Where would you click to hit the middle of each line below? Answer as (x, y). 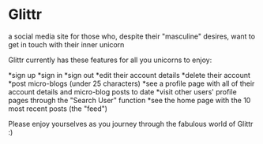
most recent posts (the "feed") (58, 109)
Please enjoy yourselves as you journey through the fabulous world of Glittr (131, 124)
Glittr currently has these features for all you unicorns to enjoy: (110, 60)
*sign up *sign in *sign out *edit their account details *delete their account (130, 75)
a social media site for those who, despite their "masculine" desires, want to (131, 36)
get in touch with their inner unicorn (66, 44)
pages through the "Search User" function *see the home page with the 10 (130, 100)
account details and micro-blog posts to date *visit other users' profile (122, 91)
